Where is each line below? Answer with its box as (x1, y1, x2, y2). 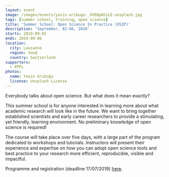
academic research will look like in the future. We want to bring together (5, 108, 156, 114)
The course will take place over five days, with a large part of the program (5, 134, 160, 140)
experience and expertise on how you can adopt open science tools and (5, 145, 157, 151)
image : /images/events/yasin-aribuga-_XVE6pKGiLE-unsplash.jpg (5, 12, 143, 17)
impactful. (5, 156, 26, 162)
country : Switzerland (10, 55, 56, 60)
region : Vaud (10, 50, 38, 55)
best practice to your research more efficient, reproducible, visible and (5, 150, 154, 156)
